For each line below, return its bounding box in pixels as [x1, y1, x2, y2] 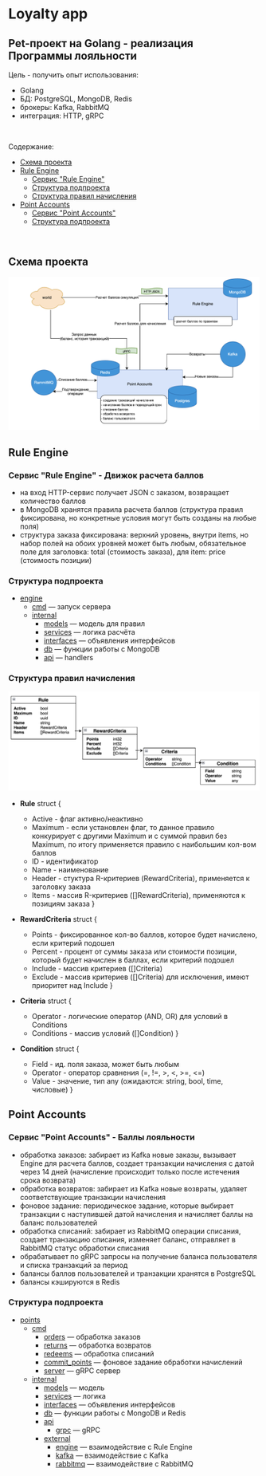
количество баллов [19, 496, 86, 506]
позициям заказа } [31, 899, 96, 908]
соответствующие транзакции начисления [19, 1192, 166, 1202]
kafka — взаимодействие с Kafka [55, 1450, 169, 1460]
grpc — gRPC [55, 1425, 101, 1435]
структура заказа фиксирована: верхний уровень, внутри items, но [19, 529, 249, 539]
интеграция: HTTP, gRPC [19, 111, 104, 120]
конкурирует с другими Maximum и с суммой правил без [31, 831, 228, 840]
